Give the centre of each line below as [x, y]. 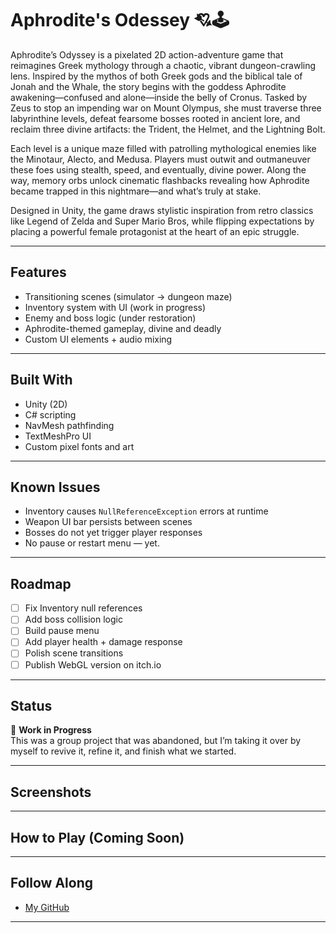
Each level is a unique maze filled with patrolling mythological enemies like [163, 148]
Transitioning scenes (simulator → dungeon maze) [128, 296]
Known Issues [55, 487]
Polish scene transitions [74, 653]
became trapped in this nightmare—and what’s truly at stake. [136, 191]
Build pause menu [62, 631]
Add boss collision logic [73, 619]
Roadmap [41, 583]
